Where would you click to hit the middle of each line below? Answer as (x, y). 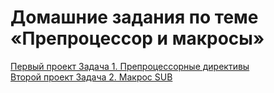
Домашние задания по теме (134, 17)
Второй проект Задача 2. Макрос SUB (91, 77)
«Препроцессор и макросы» (137, 38)
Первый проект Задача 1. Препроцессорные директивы (130, 66)
